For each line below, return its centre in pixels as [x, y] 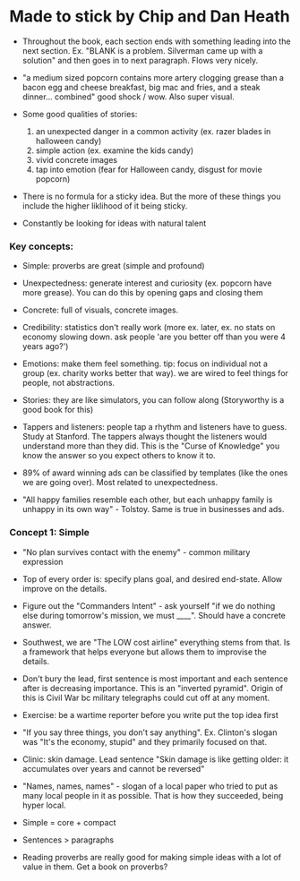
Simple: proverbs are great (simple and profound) [113, 266]
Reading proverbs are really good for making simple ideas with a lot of [152, 857]
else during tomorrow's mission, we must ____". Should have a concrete [154, 615]
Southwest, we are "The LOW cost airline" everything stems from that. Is [156, 642]
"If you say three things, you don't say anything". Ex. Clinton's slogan [150, 732]
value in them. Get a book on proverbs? [95, 867]
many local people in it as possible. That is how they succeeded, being [153, 795]
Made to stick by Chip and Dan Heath [150, 17]
